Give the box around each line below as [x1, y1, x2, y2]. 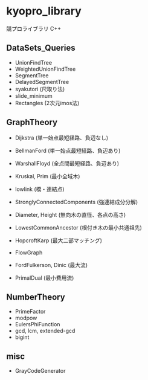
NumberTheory [6, 292, 65, 302]
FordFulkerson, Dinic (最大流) [14, 261, 88, 268]
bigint [14, 333, 30, 341]
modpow [14, 314, 37, 321]
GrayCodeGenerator [14, 367, 66, 375]
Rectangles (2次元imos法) [14, 99, 80, 106]
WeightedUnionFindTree [14, 65, 76, 72]
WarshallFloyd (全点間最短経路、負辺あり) [14, 159, 120, 167]
